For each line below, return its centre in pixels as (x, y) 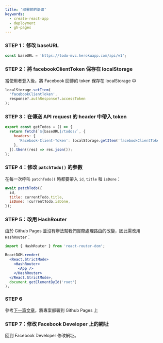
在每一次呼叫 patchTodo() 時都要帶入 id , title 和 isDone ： (63, 179)
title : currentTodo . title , (37, 197)
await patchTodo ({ (24, 188)
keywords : (15, 14)
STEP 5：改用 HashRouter (36, 220)
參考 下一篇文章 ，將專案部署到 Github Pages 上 (52, 310)
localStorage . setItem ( (28, 90)
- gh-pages (20, 28)
